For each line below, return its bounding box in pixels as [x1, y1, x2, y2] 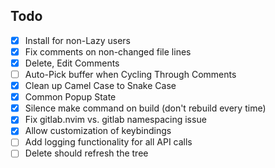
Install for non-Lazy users [24, 34, 131, 46]
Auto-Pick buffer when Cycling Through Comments [24, 69, 237, 80]
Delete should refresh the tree [24, 147, 149, 159]
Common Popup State [24, 91, 117, 103]
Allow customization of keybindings [24, 125, 172, 137]
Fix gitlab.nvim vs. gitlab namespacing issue [24, 114, 207, 126]
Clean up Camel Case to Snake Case [24, 80, 177, 92]
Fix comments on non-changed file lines [24, 45, 192, 58]
